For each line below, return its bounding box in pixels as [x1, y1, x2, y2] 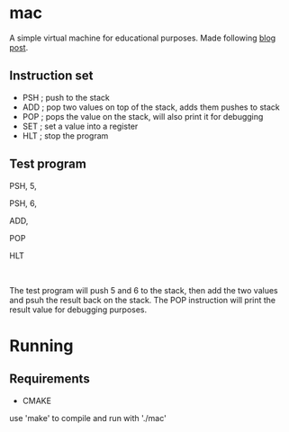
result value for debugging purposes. [9, 304, 148, 315]
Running [9, 336, 74, 355]
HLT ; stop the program [22, 130, 109, 141]
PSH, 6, [9, 197, 38, 209]
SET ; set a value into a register [22, 121, 139, 131]
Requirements [9, 372, 90, 387]
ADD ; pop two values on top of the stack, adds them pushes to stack [22, 102, 281, 112]
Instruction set [9, 68, 94, 84]
